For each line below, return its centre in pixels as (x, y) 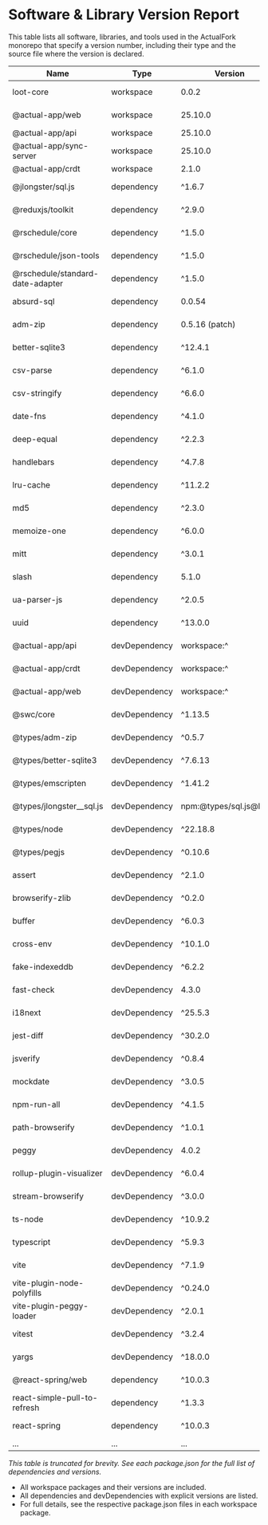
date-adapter (38, 283)
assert (24, 875)
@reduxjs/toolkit (43, 209)
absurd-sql (33, 301)
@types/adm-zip (45, 737)
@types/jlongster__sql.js (58, 806)
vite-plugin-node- (48, 1282)
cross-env (32, 943)
